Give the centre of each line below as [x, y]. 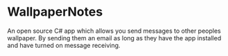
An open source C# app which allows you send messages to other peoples [114, 31]
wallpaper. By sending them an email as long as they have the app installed [114, 38]
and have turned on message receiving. [64, 45]
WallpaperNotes [55, 12]
